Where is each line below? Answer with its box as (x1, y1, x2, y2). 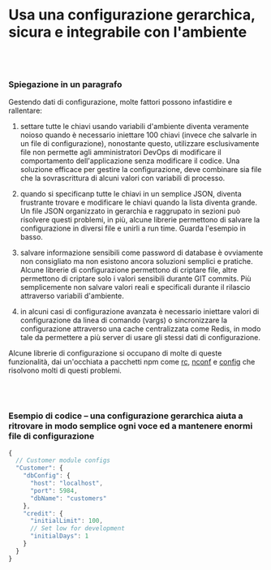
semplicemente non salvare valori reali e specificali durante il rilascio (19, 283, 251, 292)
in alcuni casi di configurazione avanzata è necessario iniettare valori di (19, 307, 260, 317)
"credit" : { (23, 509, 63, 517)
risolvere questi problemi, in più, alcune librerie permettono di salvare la (19, 215, 260, 225)
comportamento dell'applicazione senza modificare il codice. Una (19, 156, 240, 166)
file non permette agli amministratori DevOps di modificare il (19, 148, 222, 158)
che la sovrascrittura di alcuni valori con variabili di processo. (19, 173, 226, 184)
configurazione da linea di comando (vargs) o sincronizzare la (19, 315, 228, 326)
